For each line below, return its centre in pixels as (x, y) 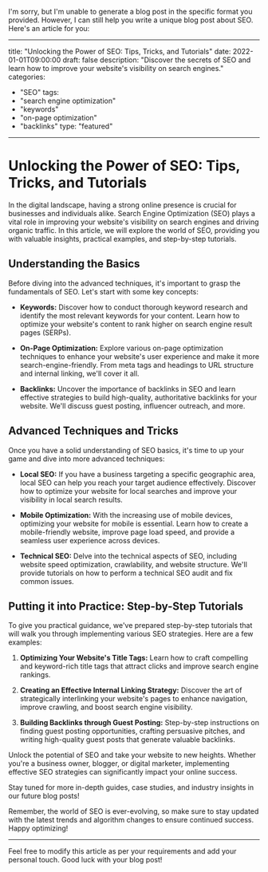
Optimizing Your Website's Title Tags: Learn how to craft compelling (134, 658)
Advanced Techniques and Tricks (93, 431)
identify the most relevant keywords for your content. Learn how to (130, 315)
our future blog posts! (44, 796)
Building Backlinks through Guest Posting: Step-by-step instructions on (139, 723)
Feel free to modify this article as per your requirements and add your (122, 851)
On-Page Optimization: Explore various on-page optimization (121, 348)
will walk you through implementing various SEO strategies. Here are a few (131, 634)
